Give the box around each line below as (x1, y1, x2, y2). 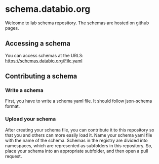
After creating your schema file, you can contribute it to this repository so (5, 127, 155, 133)
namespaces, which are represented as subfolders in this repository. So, (5, 142, 153, 149)
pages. (5, 25, 19, 31)
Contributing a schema (5, 72, 78, 81)
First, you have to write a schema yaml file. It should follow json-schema (5, 98, 152, 104)
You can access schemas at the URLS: (5, 52, 83, 58)
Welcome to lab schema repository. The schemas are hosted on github (5, 20, 149, 26)
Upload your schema (5, 116, 56, 123)
